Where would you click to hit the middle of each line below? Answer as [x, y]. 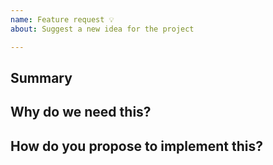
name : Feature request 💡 [62, 19]
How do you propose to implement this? [136, 146]
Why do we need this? [81, 112]
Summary [41, 77]
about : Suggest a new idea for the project [102, 29]
